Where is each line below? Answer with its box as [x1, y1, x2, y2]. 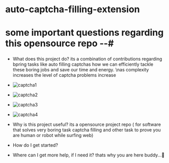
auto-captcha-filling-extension [5, 4, 140, 15]
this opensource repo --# [5, 38, 114, 49]
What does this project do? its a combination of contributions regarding [12, 56, 162, 62]
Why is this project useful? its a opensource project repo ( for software [12, 121, 161, 128]
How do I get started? [12, 142, 59, 148]
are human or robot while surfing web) [12, 132, 94, 139]
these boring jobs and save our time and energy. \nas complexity [12, 67, 149, 73]
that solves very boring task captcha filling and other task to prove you [12, 127, 161, 133]
